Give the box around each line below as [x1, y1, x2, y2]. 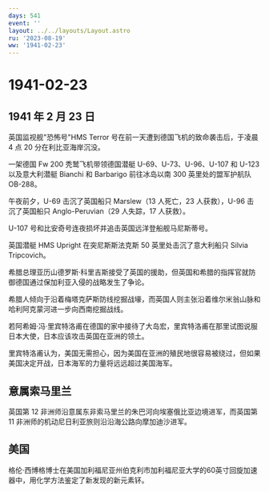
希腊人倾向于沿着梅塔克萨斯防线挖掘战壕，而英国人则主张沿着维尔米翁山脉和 [8, 294, 261, 304]
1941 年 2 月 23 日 [8, 110, 96, 123]
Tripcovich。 [8, 250, 50, 260]
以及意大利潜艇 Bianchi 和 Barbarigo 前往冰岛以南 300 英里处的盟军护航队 [8, 170, 252, 179]
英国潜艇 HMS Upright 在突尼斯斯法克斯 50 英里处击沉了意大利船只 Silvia [8, 241, 248, 250]
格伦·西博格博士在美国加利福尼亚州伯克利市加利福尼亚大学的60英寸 [8, 465, 230, 474]
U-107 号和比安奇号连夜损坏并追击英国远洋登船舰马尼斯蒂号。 [8, 223, 212, 233]
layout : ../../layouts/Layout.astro [8, 26, 130, 34]
